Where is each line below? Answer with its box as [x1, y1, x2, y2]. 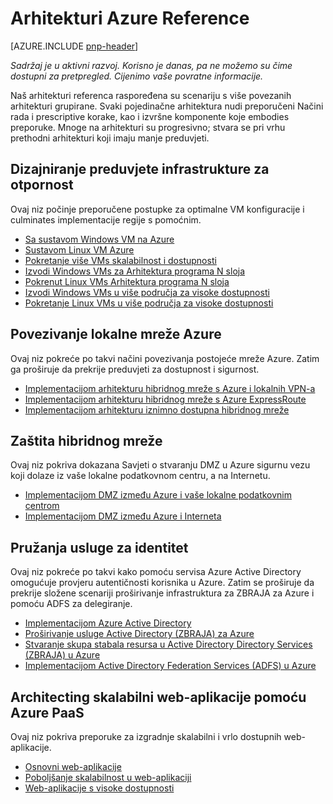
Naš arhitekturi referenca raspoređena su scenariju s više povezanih [10, 89, 292, 101]
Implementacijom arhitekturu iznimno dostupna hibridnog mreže [24, 403, 290, 416]
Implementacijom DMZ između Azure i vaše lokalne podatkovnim [24, 489, 292, 501]
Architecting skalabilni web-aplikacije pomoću [10, 688, 307, 706]
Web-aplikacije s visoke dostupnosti [24, 782, 175, 794]
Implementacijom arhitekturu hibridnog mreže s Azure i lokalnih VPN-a [24, 382, 316, 394]
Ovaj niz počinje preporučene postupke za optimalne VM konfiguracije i [10, 203, 305, 215]
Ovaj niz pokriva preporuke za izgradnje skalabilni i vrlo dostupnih [10, 731, 282, 742]
